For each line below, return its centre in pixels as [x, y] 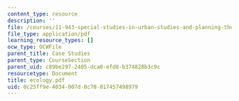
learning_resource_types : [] [51, 41]
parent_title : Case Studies [49, 54]
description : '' [31, 21]
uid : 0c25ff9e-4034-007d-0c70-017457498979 [73, 87]
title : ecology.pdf [36, 80]
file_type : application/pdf [49, 34]
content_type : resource [43, 14]
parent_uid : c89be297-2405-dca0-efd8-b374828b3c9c [84, 67]
